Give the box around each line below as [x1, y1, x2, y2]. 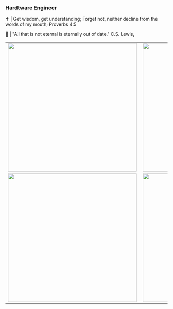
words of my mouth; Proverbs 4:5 [5, 21, 77, 27]
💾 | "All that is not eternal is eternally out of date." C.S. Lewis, [5, 31, 135, 38]
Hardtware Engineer [5, 4, 57, 11]
